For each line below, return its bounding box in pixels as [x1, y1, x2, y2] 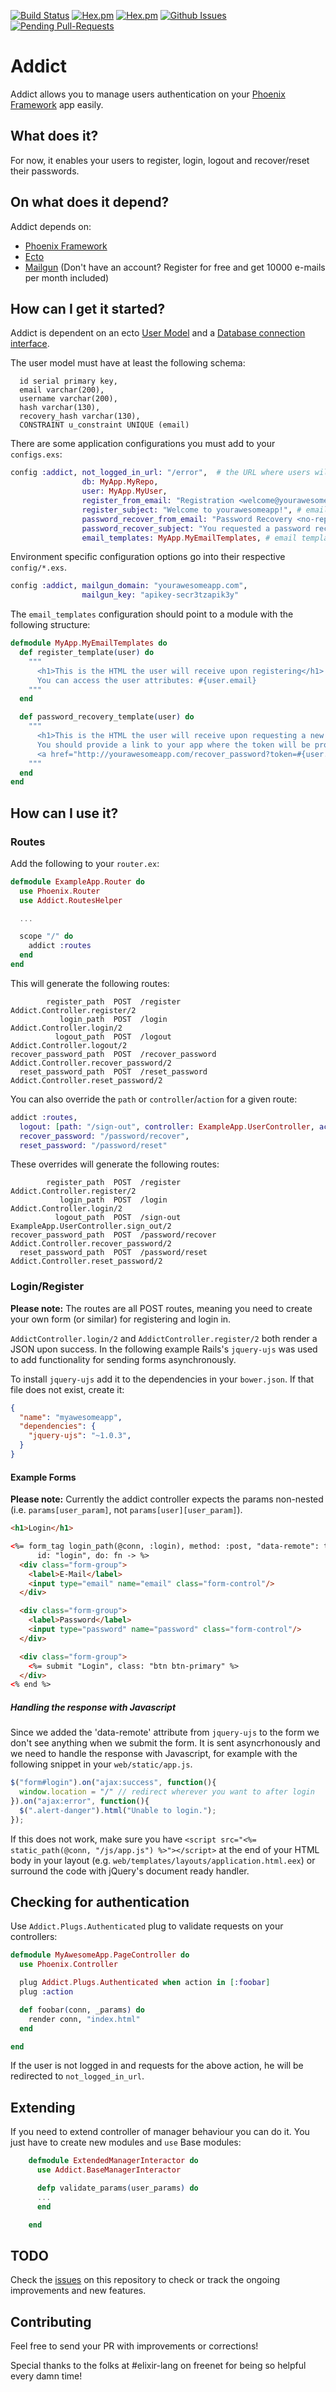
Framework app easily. [10, 98, 104, 110]
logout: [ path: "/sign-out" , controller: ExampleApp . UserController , [19, 1121, 315, 1132]
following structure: [10, 619, 91, 631]
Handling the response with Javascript [10, 1701, 177, 1713]
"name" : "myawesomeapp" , [19, 1412, 123, 1422]
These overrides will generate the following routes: [10, 1158, 220, 1170]
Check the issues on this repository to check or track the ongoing [10, 2274, 281, 2286]
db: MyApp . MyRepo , [81, 477, 159, 487]
